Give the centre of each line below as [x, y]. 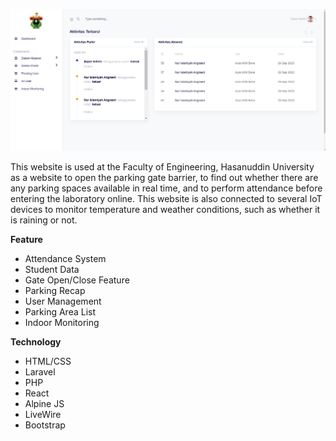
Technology [36, 341]
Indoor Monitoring [62, 322]
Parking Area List [60, 311]
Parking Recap [55, 290]
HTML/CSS [48, 361]
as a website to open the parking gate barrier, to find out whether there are [164, 177]
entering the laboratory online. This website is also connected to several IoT [166, 198]
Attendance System [65, 258]
